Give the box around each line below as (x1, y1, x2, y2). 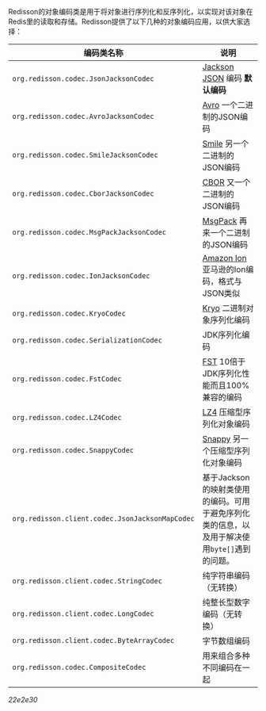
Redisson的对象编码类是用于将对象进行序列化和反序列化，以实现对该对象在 (8, 7, 253, 16)
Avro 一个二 (202, 100, 245, 110)
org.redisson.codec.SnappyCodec (12, 446, 135, 454)
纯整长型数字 (202, 597, 251, 608)
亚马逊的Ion (202, 264, 246, 275)
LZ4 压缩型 (202, 407, 244, 418)
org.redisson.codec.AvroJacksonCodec (12, 112, 154, 120)
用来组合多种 (202, 651, 251, 661)
